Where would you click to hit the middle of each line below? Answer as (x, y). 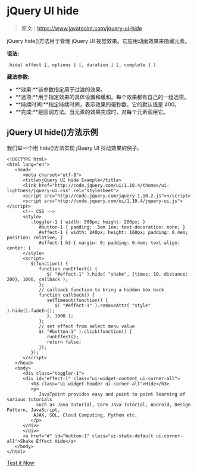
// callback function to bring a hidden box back (101, 290)
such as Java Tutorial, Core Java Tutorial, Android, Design (113, 405)
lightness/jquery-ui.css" (39, 190)
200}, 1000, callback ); (37, 279)
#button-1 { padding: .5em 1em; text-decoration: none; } (112, 227)
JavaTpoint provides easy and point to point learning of (112, 394)
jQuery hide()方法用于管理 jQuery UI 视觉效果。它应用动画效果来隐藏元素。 (98, 41)
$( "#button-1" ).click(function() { (85, 331)
